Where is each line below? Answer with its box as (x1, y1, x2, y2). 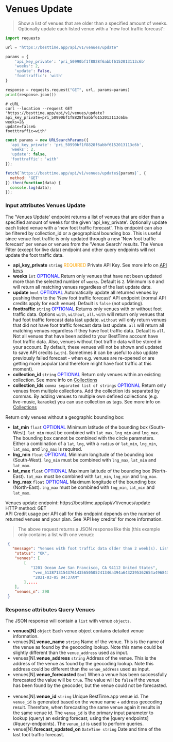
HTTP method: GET (5, 505, 47, 511)
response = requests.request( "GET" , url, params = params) (5, 87, 130, 93)
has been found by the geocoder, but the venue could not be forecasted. (12, 682, 167, 688)
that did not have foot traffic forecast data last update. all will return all (12, 322, 164, 328)
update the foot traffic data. (5, 252, 64, 258)
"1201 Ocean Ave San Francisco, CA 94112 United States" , (30, 565, 158, 570)
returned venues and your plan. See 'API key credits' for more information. (5, 516, 163, 522)
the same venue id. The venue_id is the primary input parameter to (12, 710, 153, 716)
